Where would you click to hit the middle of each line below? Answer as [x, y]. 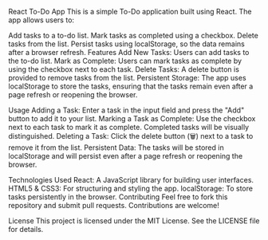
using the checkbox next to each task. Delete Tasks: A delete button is [124, 69]
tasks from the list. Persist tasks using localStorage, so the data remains [126, 44]
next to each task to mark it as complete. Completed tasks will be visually [129, 127]
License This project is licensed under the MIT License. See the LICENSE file [134, 221]
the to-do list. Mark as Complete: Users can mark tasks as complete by [125, 61]
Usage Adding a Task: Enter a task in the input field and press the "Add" [126, 110]
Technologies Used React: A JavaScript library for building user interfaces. [131, 180]
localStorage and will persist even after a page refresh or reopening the [126, 156]
